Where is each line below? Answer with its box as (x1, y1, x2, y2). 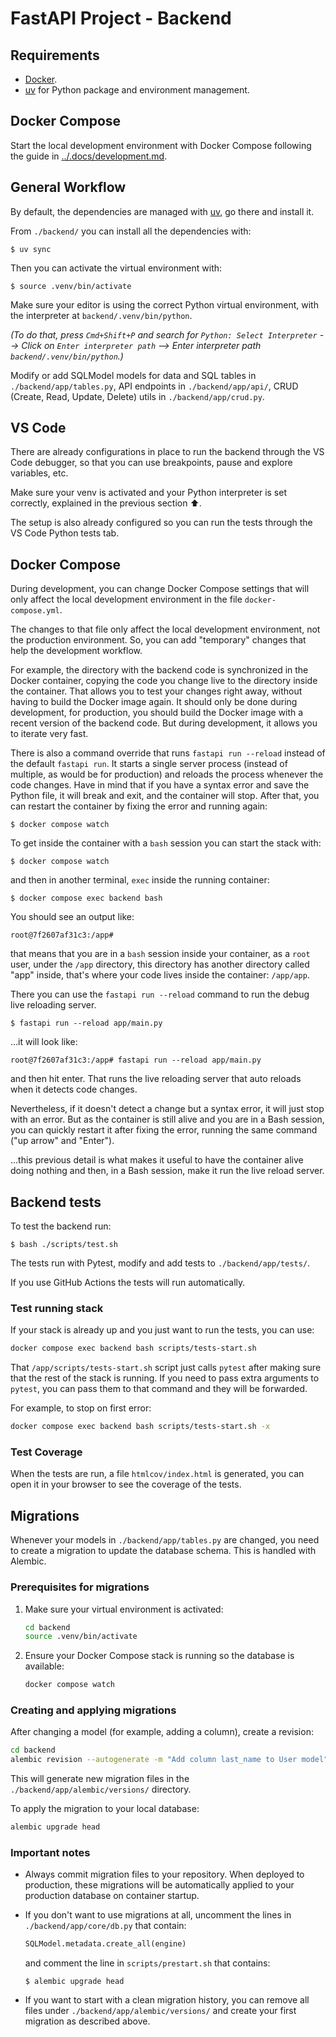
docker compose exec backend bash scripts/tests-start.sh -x (10, 1422, 271, 1432)
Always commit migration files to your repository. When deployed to (24, 1868, 305, 1881)
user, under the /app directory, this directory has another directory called (10, 958, 310, 971)
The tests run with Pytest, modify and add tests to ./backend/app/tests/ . (10, 1257, 311, 1269)
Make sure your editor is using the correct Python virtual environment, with (10, 298, 319, 311)
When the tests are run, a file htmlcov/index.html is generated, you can (10, 1468, 305, 1480)
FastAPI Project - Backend (10, 7, 232, 30)
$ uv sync (10, 244, 52, 254)
